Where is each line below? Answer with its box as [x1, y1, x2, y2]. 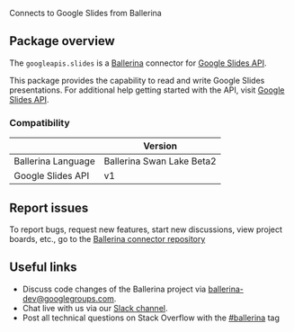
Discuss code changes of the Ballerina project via [22, 283, 207, 294]
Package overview [9, 33, 115, 49]
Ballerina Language [13, 155, 96, 167]
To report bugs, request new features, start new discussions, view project [9, 224, 283, 235]
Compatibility [9, 116, 70, 129]
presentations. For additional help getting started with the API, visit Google [9, 85, 285, 95]
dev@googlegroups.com [22, 292, 115, 304]
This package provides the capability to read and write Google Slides [9, 75, 265, 85]
